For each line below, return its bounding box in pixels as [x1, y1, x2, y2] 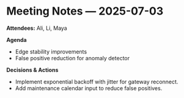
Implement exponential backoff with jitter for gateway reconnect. [15, 78, 178, 85]
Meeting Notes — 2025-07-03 [6, 4, 164, 18]
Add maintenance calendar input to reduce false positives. [15, 84, 163, 92]
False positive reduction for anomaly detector [15, 54, 130, 61]
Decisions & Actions [6, 66, 59, 74]
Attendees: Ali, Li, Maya [6, 24, 67, 32]
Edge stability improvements [15, 47, 87, 55]
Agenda [6, 36, 27, 43]
